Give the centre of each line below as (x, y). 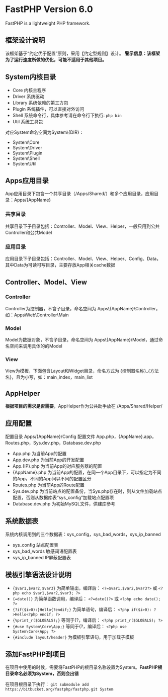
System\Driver (27, 147)
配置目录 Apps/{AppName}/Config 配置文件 (50, 437)
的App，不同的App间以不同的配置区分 (52, 478)
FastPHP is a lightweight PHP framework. (48, 23)
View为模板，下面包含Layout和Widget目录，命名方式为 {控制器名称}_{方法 (82, 371)
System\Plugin (27, 153)
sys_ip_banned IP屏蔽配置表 (42, 557)
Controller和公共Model (29, 232)
